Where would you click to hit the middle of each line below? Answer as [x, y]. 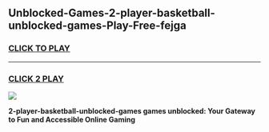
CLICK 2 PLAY [36, 78]
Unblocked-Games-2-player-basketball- [112, 13]
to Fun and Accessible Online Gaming [72, 119]
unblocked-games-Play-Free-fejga [97, 26]
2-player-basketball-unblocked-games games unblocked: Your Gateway [132, 110]
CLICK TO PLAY [39, 49]
